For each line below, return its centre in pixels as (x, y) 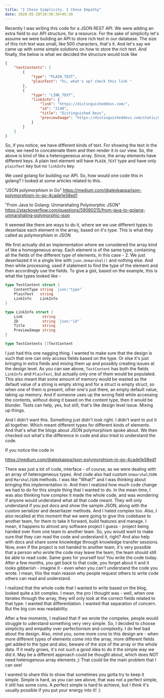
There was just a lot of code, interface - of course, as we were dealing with (81, 469)
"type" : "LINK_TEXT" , (53, 95)
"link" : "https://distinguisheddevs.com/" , (85, 104)
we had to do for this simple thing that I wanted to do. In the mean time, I (78, 490)
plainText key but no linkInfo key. (40, 166)
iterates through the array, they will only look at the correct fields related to (80, 598)
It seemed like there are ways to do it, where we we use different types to (79, 225)
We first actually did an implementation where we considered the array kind (81, 245)
